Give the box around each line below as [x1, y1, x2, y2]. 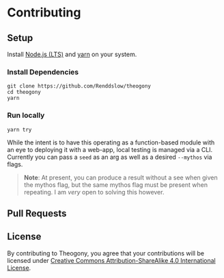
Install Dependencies [7, 67, 79, 77]
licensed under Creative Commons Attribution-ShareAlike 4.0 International [7, 256, 216, 264]
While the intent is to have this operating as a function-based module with [7, 138, 215, 147]
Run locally [7, 111, 45, 121]
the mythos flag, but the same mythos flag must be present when [23, 180, 208, 189]
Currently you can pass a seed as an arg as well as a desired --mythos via [7, 153, 212, 161]
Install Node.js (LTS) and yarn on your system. [7, 50, 137, 58]
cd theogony [7, 89, 41, 96]
